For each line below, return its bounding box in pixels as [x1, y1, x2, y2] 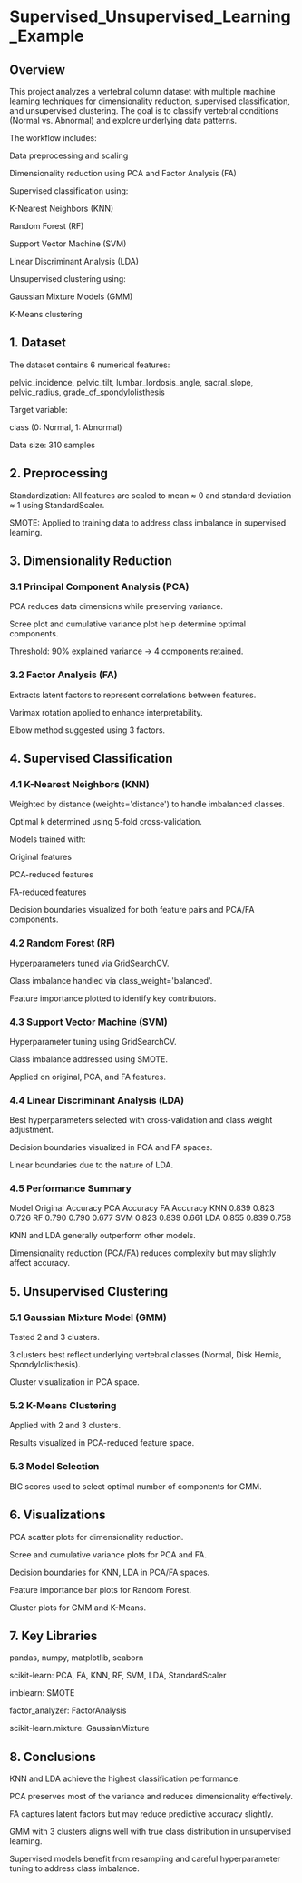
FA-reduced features [9, 886, 87, 897]
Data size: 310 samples [9, 439, 95, 450]
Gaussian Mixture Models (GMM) [9, 291, 133, 302]
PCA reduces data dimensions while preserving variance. [9, 601, 224, 612]
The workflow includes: [9, 133, 97, 143]
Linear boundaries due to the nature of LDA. [9, 1159, 174, 1170]
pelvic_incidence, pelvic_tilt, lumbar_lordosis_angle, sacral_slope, [9, 376, 254, 387]
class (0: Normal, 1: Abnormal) [9, 421, 122, 433]
